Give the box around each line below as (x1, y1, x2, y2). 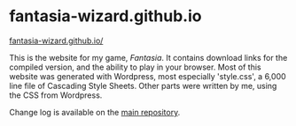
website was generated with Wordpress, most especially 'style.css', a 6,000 (9, 70, 286, 81)
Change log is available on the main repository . (9, 107, 181, 117)
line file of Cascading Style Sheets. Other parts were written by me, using (9, 80, 277, 91)
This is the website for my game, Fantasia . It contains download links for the (9, 52, 288, 63)
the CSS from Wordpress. (9, 90, 103, 100)
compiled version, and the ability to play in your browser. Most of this (9, 62, 261, 72)
